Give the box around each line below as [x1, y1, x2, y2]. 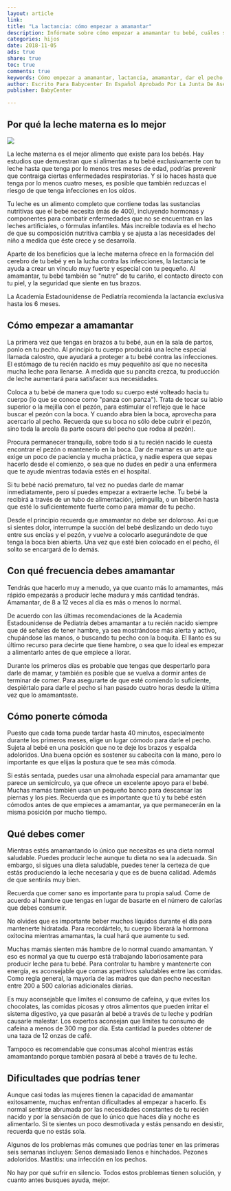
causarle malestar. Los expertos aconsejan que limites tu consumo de [7, 1017, 205, 1026]
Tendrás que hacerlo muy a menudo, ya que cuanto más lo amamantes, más [7, 583, 223, 591]
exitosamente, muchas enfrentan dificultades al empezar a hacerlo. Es [7, 1098, 207, 1106]
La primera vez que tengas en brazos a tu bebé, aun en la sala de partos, [7, 338, 214, 346]
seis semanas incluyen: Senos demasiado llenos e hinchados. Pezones [7, 1148, 208, 1156]
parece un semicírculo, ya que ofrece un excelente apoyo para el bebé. [7, 779, 209, 787]
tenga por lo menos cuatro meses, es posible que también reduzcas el [7, 179, 206, 187]
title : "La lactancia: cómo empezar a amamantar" [7, 23, 153, 30]
